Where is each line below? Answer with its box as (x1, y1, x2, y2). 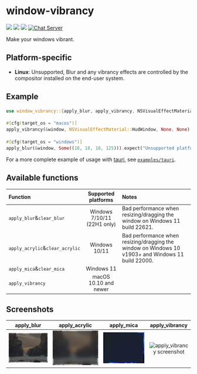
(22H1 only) (86, 221, 116, 228)
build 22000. (122, 257, 154, 264)
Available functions (6, 173, 79, 183)
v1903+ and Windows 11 (122, 251, 184, 258)
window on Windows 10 (122, 244, 181, 251)
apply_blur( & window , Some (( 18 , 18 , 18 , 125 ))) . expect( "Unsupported (6, 145, 175, 151)
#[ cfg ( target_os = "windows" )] (6, 139, 83, 145)
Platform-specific (6, 53, 72, 63)
